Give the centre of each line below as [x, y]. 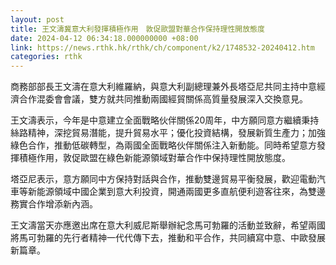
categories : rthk [46, 57]
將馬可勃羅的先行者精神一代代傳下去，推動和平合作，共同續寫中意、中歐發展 [168, 238]
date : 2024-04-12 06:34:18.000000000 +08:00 [104, 38]
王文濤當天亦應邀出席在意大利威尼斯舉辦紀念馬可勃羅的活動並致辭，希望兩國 [168, 225]
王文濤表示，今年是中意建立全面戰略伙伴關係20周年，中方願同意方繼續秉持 [165, 120]
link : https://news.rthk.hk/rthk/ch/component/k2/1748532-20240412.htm [162, 47]
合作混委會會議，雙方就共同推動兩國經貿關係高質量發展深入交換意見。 [163, 99]
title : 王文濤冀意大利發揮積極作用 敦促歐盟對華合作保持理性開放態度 [137, 29]
